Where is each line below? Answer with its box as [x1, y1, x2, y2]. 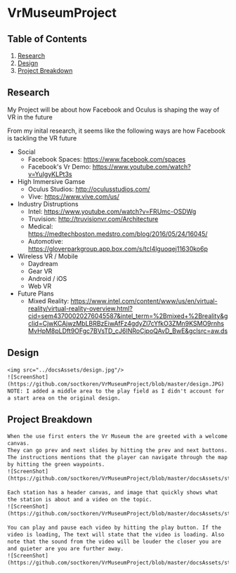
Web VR [27, 282, 52, 290]
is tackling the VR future [7, 133, 77, 142]
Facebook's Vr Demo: [27, 162, 91, 171]
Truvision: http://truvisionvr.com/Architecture [27, 214, 159, 223]
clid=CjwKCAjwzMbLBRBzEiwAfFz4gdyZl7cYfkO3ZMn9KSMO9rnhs [27, 319, 225, 327]
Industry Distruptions [17, 199, 79, 208]
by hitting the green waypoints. [7, 461, 105, 468]
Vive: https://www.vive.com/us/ [27, 192, 119, 201]
